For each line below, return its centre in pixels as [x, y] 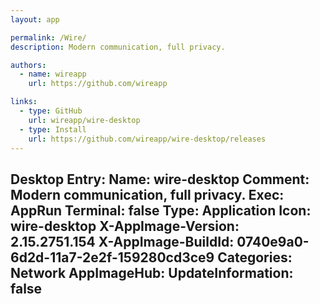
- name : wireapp [53, 74]
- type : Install [53, 129]
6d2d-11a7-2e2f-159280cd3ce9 [112, 257]
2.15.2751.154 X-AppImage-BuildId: [122, 241]
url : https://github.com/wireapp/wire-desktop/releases [147, 139]
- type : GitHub [51, 111]
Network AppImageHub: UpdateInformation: [152, 272]
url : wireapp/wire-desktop [84, 120]
